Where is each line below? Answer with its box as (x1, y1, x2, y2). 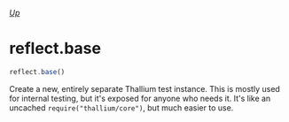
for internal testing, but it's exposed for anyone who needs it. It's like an (9, 93, 271, 103)
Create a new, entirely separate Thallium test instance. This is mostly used (9, 83, 281, 94)
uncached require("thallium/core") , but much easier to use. (9, 102, 234, 113)
